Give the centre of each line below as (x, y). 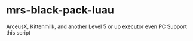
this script (19, 32)
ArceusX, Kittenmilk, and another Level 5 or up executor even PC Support (96, 26)
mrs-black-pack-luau (60, 10)
